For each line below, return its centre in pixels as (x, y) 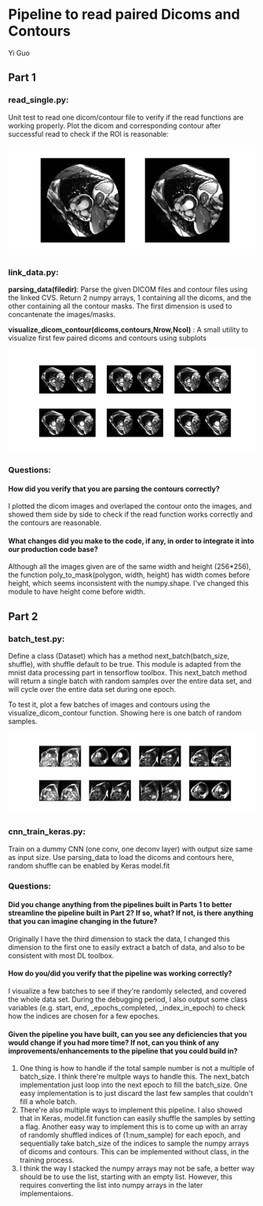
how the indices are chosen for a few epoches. (84, 1017)
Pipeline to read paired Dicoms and (124, 15)
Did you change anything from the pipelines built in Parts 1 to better (120, 905)
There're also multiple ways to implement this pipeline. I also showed (131, 1110)
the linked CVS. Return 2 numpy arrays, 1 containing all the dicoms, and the (130, 298)
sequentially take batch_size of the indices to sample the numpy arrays (134, 1143)
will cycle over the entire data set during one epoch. (92, 689)
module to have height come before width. (77, 592)
